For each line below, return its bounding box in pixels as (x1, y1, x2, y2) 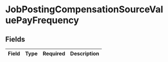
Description (70, 50, 100, 57)
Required (43, 50, 66, 57)
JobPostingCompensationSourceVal (5, 4, 163, 15)
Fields (5, 35, 26, 44)
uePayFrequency (5, 14, 79, 26)
